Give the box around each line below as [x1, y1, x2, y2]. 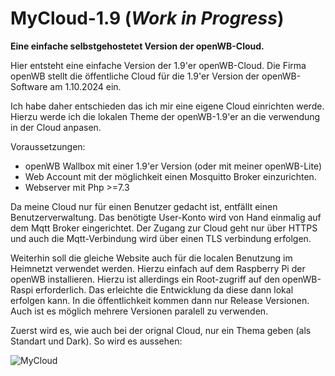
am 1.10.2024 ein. [49, 80, 122, 92]
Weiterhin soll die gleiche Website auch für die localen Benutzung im [10, 252, 293, 264]
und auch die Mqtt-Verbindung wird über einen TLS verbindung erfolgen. [10, 232, 312, 244]
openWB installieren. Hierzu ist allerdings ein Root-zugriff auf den [10, 273, 280, 285]
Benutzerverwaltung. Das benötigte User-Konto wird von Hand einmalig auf [10, 211, 322, 223]
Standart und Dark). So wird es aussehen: [10, 335, 183, 347]
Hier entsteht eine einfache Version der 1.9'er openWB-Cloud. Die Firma [10, 59, 307, 71]
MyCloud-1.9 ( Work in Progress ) [10, 7, 285, 30]
